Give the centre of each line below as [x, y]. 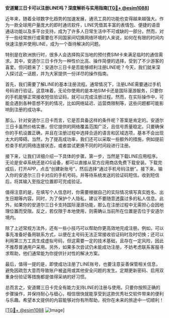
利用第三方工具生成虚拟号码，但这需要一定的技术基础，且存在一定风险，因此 [84, 241]
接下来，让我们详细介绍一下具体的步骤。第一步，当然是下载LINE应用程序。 [83, 156]
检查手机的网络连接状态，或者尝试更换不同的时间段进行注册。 [69, 145]
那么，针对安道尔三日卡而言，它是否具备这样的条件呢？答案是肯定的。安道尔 [84, 120]
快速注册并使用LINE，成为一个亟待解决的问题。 [54, 44]
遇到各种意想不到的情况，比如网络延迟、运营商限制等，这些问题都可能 [87, 103]
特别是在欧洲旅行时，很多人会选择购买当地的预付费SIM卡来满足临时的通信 [82, 55]
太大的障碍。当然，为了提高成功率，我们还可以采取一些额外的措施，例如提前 [84, 139]
